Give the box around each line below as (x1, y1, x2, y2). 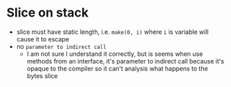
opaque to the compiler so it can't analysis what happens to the (26, 64, 208, 72)
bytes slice (26, 71, 58, 80)
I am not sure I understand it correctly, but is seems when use (26, 50, 203, 58)
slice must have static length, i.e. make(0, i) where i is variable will (16, 28, 209, 36)
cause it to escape (16, 35, 70, 43)
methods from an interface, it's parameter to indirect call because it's (26, 57, 225, 65)
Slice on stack (6, 5, 89, 21)
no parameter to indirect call (16, 42, 107, 50)
